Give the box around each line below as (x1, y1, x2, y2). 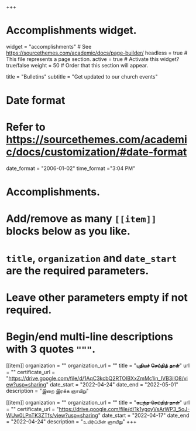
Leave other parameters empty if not (6, 291, 188, 304)
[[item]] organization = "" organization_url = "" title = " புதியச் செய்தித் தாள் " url (6, 362, 190, 369)
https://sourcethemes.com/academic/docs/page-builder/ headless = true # (6, 49, 188, 56)
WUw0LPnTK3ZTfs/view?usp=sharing (6, 412, 98, 419)
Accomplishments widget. (6, 24, 137, 37)
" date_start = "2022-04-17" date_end (98, 412, 190, 419)
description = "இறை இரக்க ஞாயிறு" (6, 387, 89, 394)
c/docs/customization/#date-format (6, 145, 187, 159)
